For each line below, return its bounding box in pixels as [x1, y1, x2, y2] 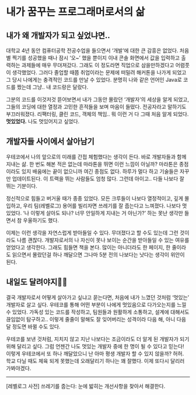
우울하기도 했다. [23, 217, 60, 224]
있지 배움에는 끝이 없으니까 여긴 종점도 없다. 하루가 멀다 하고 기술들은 [21, 168, 179, 175]
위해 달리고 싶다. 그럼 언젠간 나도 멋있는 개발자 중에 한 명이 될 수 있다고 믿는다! [6, 342, 185, 349]
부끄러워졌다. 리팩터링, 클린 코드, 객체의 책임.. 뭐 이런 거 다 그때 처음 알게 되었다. [6, 110, 189, 117]
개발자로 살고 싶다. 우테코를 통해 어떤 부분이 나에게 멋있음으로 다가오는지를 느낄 [6, 301, 187, 308]
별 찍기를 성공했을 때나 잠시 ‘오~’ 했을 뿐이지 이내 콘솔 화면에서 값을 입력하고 [6, 54, 180, 61]
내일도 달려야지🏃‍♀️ [6, 277, 68, 287]
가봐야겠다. [6, 365, 32, 372]
